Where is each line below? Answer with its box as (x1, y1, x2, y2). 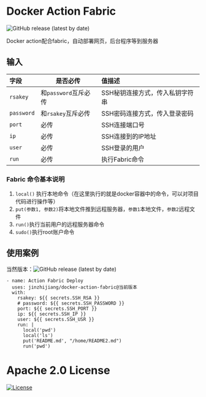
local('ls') (22, 332, 53, 338)
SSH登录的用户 (101, 143, 145, 152)
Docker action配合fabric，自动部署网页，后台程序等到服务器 (6, 37, 158, 44)
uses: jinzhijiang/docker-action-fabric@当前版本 (12, 284, 138, 290)
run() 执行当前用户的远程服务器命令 (15, 221, 105, 228)
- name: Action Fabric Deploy (6, 278, 84, 284)
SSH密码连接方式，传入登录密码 (101, 109, 194, 118)
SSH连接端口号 (101, 121, 145, 129)
